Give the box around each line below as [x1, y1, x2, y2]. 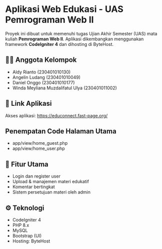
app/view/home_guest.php [12, 140, 68, 146]
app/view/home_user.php [12, 146, 65, 152]
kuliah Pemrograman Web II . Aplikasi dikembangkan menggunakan [5, 36, 144, 42]
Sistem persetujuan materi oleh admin [12, 189, 91, 195]
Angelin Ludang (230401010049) [12, 74, 81, 80]
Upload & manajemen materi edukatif [12, 179, 89, 185]
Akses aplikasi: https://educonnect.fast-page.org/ [5, 112, 108, 118]
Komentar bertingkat [12, 184, 55, 190]
